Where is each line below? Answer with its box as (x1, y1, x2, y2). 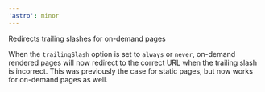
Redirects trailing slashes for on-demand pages (8, 34, 167, 43)
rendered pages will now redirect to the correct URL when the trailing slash (8, 58, 258, 67)
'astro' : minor (8, 11, 60, 20)
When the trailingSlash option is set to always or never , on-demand (8, 49, 236, 58)
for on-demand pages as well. (8, 74, 109, 84)
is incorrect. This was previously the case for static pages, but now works (8, 66, 254, 76)
